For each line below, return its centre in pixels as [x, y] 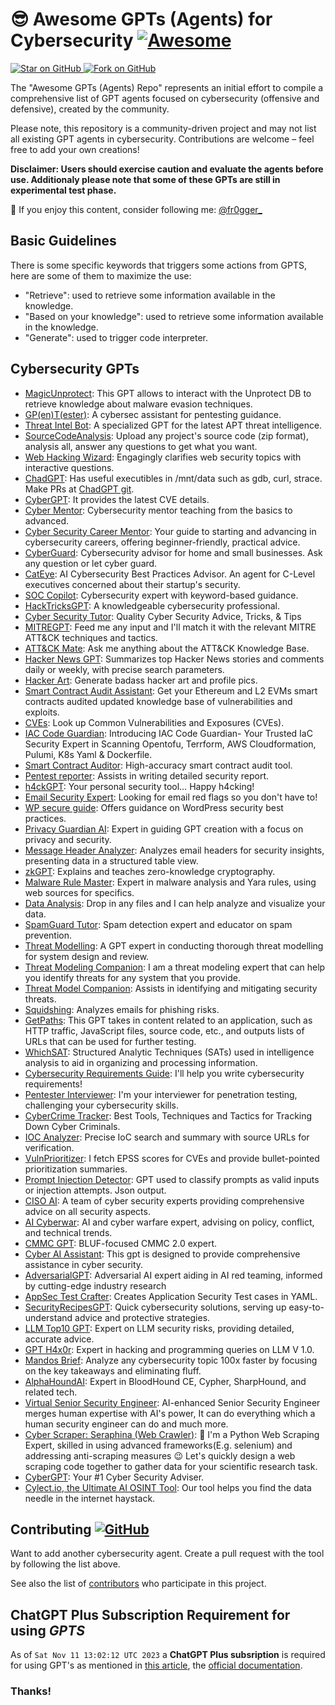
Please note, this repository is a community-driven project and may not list [163, 128]
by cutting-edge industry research [95, 1285]
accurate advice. [59, 1339]
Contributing [51, 1529]
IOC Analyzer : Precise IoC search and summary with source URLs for [167, 1137]
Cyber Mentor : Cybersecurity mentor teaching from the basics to [158, 510]
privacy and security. [68, 839]
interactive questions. [69, 467]
